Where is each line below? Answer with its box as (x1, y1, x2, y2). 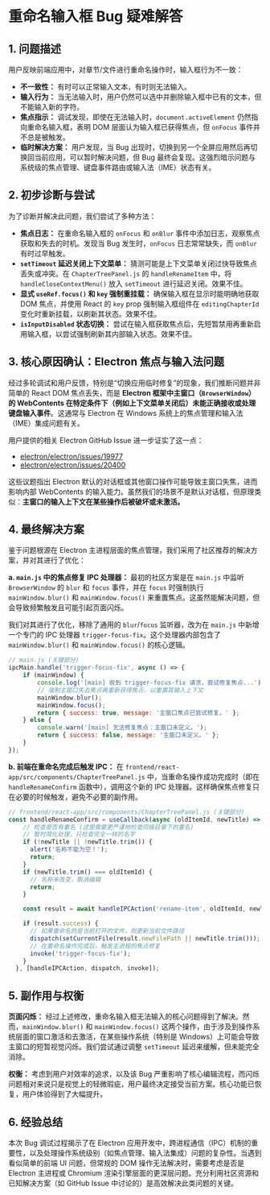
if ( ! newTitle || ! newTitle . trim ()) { (22, 838, 153, 846)
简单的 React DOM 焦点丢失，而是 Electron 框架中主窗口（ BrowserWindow (8, 388, 249, 397)
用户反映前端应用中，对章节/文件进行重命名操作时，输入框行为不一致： (8, 65, 243, 74)
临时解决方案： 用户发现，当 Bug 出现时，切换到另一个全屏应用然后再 (19, 143, 251, 151)
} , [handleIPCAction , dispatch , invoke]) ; (15, 965, 160, 973)
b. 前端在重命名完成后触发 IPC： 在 (8, 761, 124, 771)
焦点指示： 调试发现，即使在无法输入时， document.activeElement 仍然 (19, 112, 252, 122)
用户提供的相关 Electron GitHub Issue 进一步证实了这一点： (8, 435, 204, 445)
